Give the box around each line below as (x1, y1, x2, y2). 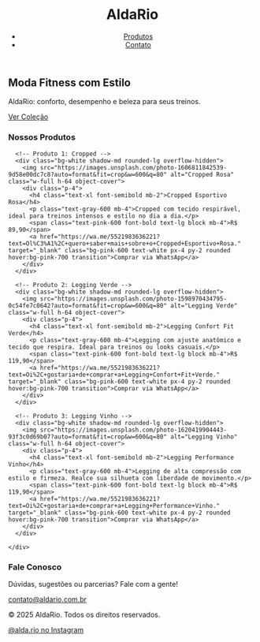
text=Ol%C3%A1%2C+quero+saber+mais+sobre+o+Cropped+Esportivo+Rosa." (8, 239, 242, 248)
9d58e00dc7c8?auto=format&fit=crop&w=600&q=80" (8, 170, 168, 178)
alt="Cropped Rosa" (170, 170, 235, 178)
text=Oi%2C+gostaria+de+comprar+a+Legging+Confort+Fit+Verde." (8, 371, 221, 379)
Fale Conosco (8, 562, 62, 573)
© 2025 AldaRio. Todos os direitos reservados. (8, 610, 161, 619)
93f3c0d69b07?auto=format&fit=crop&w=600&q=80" (8, 432, 168, 441)
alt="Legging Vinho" (170, 432, 238, 441)
